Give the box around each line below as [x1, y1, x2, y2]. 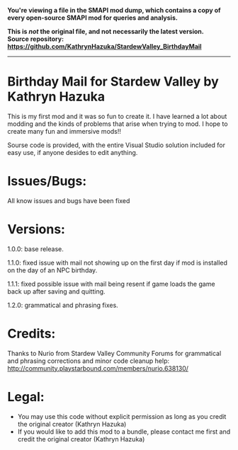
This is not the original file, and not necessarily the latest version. [7, 28, 204, 35]
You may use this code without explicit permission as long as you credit [17, 412, 227, 420]
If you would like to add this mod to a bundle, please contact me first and [17, 427, 231, 436]
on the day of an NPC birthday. [7, 265, 98, 275]
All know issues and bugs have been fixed [7, 196, 130, 204]
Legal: [7, 388, 45, 405]
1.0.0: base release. [7, 244, 64, 253]
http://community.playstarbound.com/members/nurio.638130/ [7, 364, 189, 372]
